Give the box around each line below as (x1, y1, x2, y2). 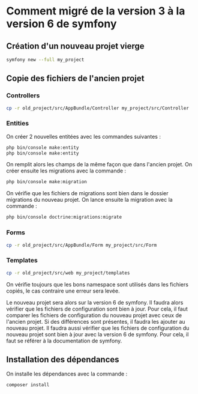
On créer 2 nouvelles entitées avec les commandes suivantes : (6, 133, 161, 140)
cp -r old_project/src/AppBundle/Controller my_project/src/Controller (6, 105, 189, 111)
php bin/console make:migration (6, 179, 87, 185)
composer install (6, 382, 50, 388)
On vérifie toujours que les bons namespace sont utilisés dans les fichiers (6, 280, 189, 288)
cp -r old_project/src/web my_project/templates (6, 270, 130, 276)
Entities (6, 119, 29, 127)
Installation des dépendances (6, 354, 119, 365)
